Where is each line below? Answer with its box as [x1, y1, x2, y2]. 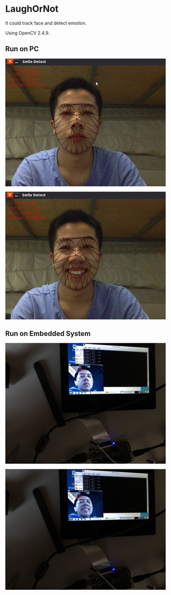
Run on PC [5, 44, 39, 54]
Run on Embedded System [5, 329, 91, 338]
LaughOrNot [5, 3, 59, 15]
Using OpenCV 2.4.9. [5, 30, 50, 36]
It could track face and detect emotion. [5, 20, 87, 26]
